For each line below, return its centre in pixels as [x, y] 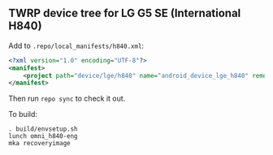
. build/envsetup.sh [43, 129]
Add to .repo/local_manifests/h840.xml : [76, 45]
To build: [23, 114]
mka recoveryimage [39, 144]
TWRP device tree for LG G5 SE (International [125, 13]
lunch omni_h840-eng [43, 136]
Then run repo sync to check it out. [67, 99]
